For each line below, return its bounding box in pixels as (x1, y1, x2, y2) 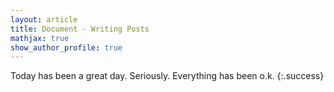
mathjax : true (10, 33, 70, 43)
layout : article (10, 14, 78, 25)
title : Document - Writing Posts (10, 24, 150, 34)
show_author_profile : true (10, 42, 123, 53)
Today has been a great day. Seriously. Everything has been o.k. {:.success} (10, 70, 325, 82)
